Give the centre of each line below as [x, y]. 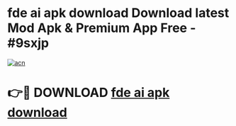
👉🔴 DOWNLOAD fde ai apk [89, 93]
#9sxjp [28, 43]
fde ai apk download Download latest [118, 13]
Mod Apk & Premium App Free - [102, 28]
